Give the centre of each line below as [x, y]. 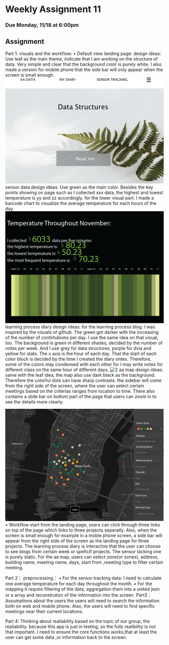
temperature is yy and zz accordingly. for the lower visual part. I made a [80, 198]
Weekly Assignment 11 [53, 9]
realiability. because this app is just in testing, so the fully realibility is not [80, 626]
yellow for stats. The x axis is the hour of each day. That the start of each [81, 354]
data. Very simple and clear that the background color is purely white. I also [83, 64]
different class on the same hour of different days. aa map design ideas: [84, 370]
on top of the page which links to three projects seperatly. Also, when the [81, 530]
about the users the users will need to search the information [97, 601]
